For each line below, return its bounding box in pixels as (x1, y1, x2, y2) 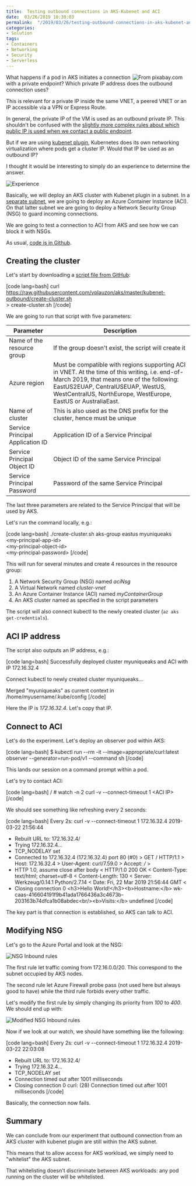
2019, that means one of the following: (72, 375, 179, 383)
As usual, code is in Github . (6, 239, 72, 246)
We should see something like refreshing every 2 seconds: (6, 806, 147, 813)
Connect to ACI (6, 721, 62, 732)
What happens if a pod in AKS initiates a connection (6, 74, 131, 81)
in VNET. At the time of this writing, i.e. (53, 368, 159, 376)
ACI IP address (6, 631, 61, 641)
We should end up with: (6, 1005, 63, 1012)
